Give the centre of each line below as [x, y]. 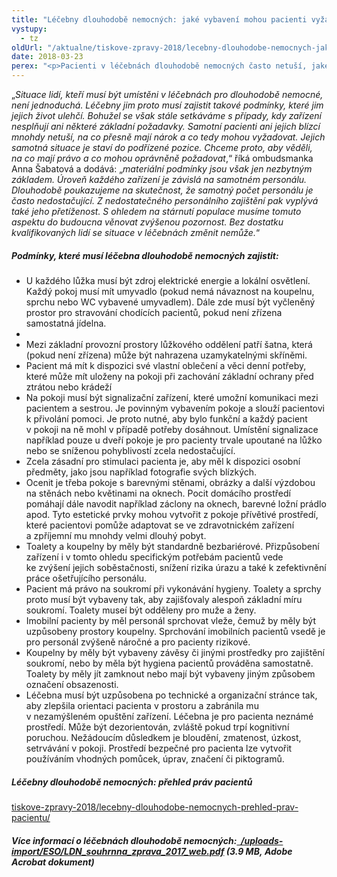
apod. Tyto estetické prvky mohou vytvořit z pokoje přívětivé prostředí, [172, 514]
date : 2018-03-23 [47, 57]
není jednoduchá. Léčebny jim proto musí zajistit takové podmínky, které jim [167, 105]
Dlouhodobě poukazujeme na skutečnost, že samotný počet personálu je [162, 190]
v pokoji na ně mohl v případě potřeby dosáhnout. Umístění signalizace [172, 429]
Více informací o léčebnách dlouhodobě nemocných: [124, 840]
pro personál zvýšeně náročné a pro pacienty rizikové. [138, 642]
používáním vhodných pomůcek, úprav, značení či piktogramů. [155, 758]
